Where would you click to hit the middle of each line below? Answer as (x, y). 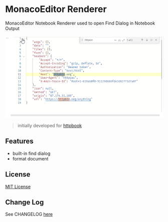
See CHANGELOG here (29, 214)
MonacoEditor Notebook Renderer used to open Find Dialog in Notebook (80, 23)
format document (30, 158)
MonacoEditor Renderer (56, 9)
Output (12, 28)
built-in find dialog (31, 153)
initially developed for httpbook (50, 126)
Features (19, 141)
